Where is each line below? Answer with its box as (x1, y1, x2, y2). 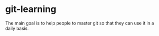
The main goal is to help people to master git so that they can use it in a (5, 20, 154, 26)
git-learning (5, 3, 57, 15)
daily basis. (5, 25, 29, 31)
